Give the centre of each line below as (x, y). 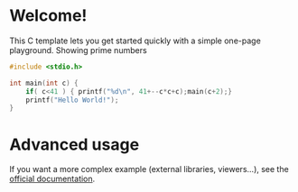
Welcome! (48, 16)
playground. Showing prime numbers (78, 50)
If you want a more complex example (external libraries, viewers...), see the (149, 169)
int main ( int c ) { (44, 83)
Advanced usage (74, 144)
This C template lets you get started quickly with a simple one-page (135, 41)
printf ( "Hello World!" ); (72, 100)
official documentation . (52, 179)
